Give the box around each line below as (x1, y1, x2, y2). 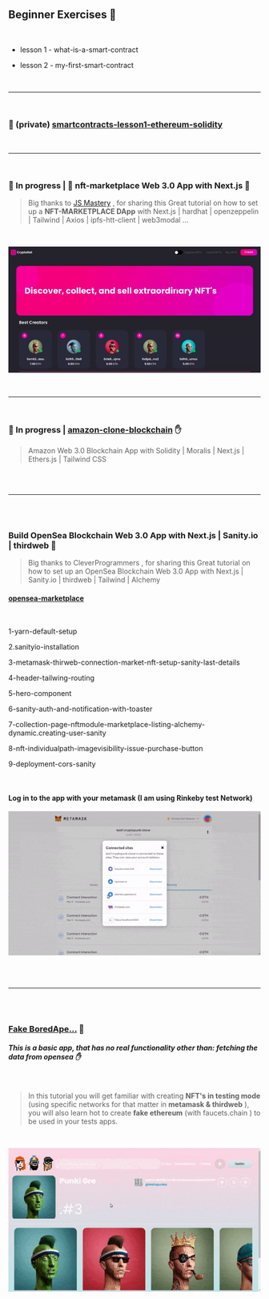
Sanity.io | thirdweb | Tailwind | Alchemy (27, 575, 161, 585)
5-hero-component (8, 689, 72, 698)
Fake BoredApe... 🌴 (8, 1023, 85, 1034)
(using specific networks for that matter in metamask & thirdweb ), (27, 1099, 250, 1109)
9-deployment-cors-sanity (8, 759, 96, 769)
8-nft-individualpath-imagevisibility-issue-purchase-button (8, 744, 203, 754)
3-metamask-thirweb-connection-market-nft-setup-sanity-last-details (8, 658, 240, 667)
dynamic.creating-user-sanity (8, 728, 106, 738)
